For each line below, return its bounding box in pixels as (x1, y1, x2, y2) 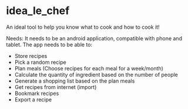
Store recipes (14, 52, 48, 59)
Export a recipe (14, 96, 52, 103)
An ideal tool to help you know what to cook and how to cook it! (6, 23, 160, 30)
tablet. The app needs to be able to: (6, 41, 93, 48)
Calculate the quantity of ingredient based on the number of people (14, 71, 178, 78)
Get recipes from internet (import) (14, 83, 97, 90)
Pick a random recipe (14, 59, 66, 66)
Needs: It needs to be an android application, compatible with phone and (6, 35, 182, 42)
